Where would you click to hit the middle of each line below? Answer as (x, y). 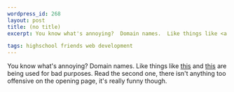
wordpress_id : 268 (34, 14)
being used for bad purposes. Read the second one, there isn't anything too (117, 74)
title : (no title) (34, 27)
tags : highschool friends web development (70, 46)
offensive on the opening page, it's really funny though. (87, 81)
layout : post (26, 20)
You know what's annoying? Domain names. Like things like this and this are (117, 66)
